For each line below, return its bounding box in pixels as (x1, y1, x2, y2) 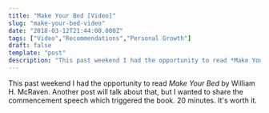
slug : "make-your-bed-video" (8, 19, 106, 27)
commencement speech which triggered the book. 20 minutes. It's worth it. (8, 95, 258, 105)
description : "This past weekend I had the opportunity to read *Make (8, 57, 249, 65)
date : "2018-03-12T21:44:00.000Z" (8, 26, 124, 34)
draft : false (8, 42, 52, 50)
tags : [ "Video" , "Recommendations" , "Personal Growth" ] (8, 34, 192, 42)
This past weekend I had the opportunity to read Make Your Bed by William (8, 78, 256, 88)
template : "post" (8, 49, 66, 57)
